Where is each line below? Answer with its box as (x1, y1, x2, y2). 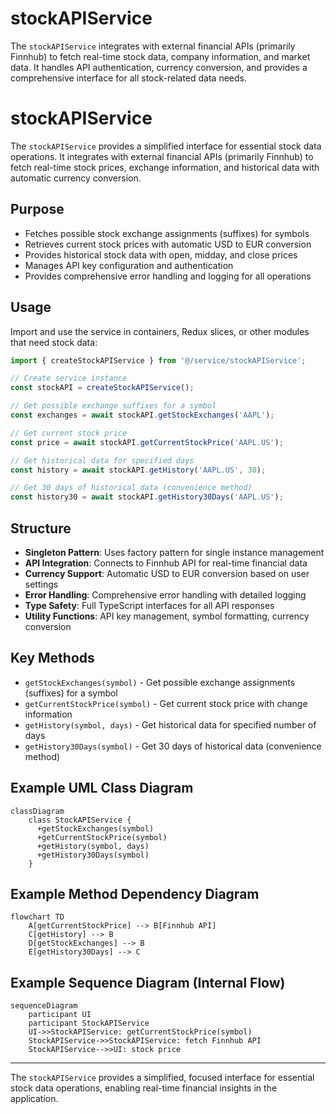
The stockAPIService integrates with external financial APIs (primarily (10, 40, 296, 52)
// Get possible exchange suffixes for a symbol (10, 401, 217, 411)
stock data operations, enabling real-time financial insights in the (10, 1082, 278, 1094)
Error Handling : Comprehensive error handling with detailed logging (24, 588, 307, 601)
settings (24, 578, 59, 590)
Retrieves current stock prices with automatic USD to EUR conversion (24, 238, 312, 250)
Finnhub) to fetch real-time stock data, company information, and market (10, 50, 311, 62)
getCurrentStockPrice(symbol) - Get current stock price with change (24, 697, 308, 709)
